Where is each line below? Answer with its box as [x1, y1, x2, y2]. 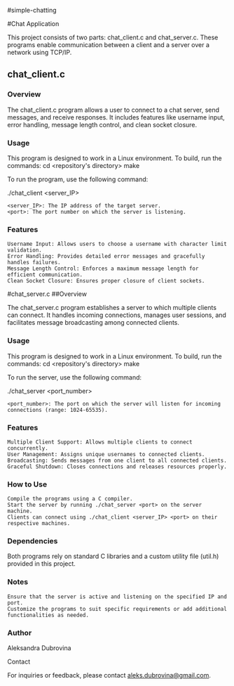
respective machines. [7, 520, 71, 527]
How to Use [7, 479, 48, 489]
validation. [7, 247, 42, 254]
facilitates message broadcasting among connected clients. [7, 318, 180, 327]
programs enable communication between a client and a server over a [7, 41, 210, 48]
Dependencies [7, 536, 58, 546]
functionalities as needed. [7, 611, 90, 619]
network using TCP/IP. [7, 48, 72, 56]
